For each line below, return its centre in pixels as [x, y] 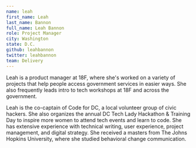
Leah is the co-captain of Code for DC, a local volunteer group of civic [91, 107]
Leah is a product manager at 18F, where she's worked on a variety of [91, 78]
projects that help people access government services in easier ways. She [96, 83]
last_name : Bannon [29, 22]
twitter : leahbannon [31, 55]
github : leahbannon [30, 50]
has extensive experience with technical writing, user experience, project [95, 126]
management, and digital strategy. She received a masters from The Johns [97, 132]
